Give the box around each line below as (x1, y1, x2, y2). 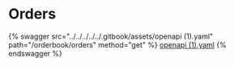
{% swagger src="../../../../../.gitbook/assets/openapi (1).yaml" (8, 31, 214, 41)
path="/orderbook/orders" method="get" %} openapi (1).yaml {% (8, 39, 227, 49)
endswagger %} (8, 48, 62, 58)
